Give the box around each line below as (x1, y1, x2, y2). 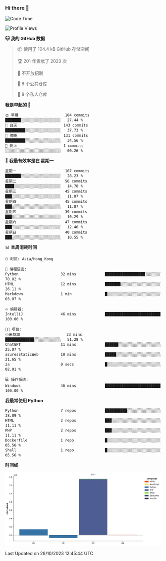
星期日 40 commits (5, 230, 88, 235)
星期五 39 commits (5, 209, 88, 215)
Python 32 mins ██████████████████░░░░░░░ (5, 272, 161, 277)
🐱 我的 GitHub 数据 (5, 36, 46, 42)
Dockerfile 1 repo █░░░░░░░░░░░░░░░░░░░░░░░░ (5, 438, 161, 443)
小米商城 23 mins (5, 332, 83, 337)
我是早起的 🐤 (5, 102, 31, 108)
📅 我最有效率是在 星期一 (5, 158, 54, 164)
